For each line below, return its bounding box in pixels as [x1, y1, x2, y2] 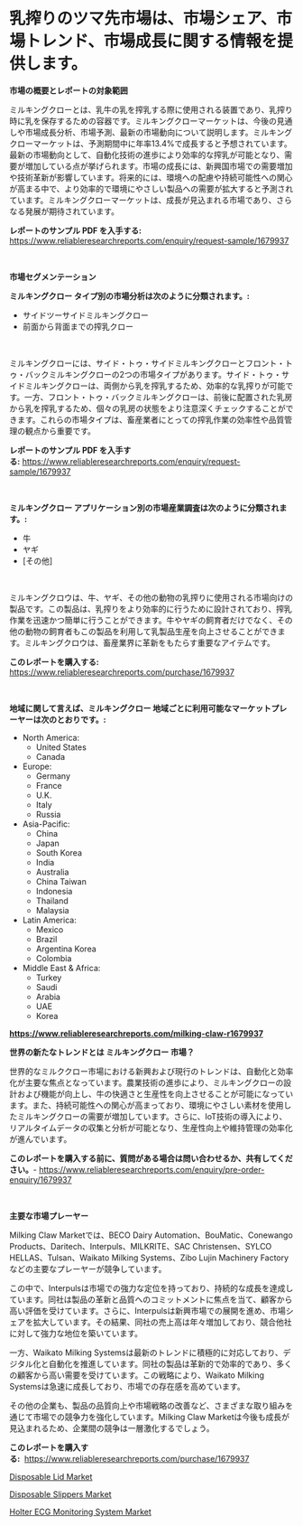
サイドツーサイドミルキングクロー [22, 309, 149, 321]
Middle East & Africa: [22, 962, 101, 973]
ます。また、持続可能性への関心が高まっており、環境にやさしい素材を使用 [9, 1100, 284, 1110]
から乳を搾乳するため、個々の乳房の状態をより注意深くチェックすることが [9, 403, 286, 414]
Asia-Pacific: [22, 819, 70, 829]
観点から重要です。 [24, 426, 96, 436]
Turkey [35, 972, 62, 983]
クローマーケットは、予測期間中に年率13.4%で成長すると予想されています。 [9, 137, 293, 149]
